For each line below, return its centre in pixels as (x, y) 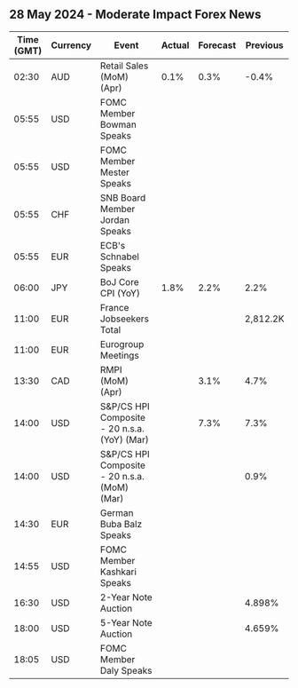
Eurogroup (122, 344)
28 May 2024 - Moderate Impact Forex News (135, 15)
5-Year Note (126, 622)
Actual (175, 45)
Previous (264, 45)
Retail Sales (124, 66)
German (117, 512)
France (114, 307)
